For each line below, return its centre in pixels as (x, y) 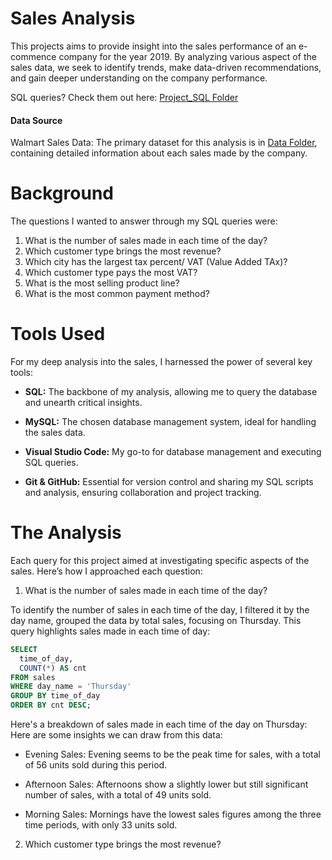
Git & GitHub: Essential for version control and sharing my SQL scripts (169, 482)
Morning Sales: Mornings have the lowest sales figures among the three (173, 814)
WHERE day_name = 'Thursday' (71, 687)
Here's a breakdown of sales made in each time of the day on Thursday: (159, 724)
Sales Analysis (73, 18)
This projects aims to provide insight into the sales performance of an (153, 46)
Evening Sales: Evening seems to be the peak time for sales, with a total (172, 754)
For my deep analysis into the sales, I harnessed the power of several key (161, 362)
